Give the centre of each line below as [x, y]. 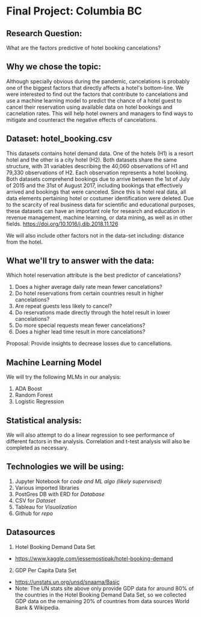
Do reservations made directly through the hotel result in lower [92, 312]
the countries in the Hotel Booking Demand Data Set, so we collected [100, 595]
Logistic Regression [39, 402]
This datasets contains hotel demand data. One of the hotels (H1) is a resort [100, 153]
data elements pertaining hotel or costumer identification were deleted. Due [100, 198]
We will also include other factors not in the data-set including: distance [95, 235]
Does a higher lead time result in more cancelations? [80, 332]
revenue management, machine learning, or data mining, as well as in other [99, 217]
